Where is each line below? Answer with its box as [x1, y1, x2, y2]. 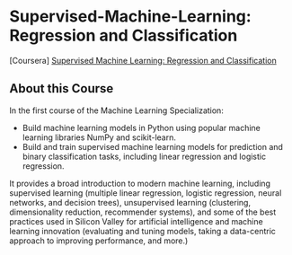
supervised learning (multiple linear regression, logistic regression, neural [9, 187, 282, 198]
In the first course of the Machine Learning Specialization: [9, 105, 225, 116]
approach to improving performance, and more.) [9, 235, 189, 246]
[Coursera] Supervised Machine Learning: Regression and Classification [9, 55, 277, 66]
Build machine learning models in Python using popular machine [22, 122, 261, 133]
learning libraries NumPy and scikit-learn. [22, 132, 177, 143]
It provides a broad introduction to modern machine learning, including [9, 178, 271, 189]
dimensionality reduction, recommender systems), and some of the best [9, 207, 277, 217]
